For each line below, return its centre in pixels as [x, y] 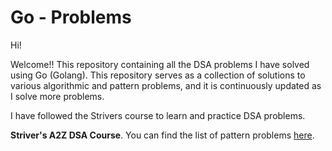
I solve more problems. [57, 96]
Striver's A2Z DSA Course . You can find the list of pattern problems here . [162, 135]
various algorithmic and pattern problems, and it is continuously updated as [166, 85]
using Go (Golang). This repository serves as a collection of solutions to [158, 75]
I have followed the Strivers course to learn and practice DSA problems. [158, 115]
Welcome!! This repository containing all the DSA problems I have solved [160, 64]
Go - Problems [71, 17]
